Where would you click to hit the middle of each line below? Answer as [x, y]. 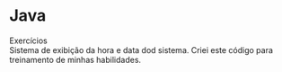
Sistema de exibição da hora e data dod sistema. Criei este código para [141, 49]
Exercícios [28, 40]
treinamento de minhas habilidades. [75, 59]
